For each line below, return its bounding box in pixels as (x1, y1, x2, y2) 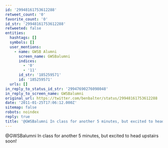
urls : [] (9, 81, 28, 86)
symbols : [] (9, 40, 35, 45)
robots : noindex (5, 109, 39, 115)
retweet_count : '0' (5, 12, 46, 17)
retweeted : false (5, 26, 41, 31)
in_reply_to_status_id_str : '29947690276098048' (5, 86, 108, 91)
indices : (18, 58, 37, 63)
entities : (5, 30, 26, 35)
